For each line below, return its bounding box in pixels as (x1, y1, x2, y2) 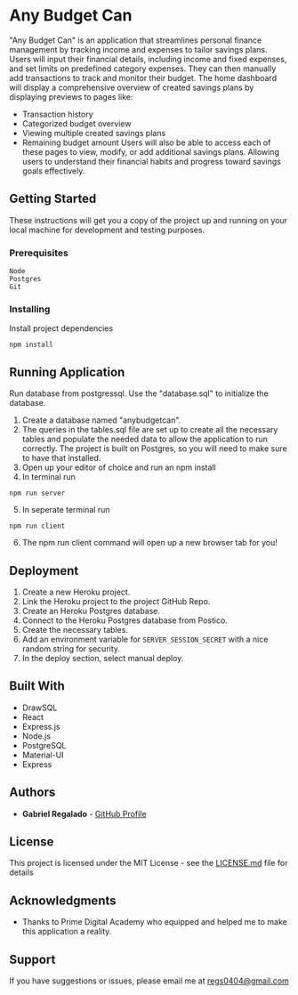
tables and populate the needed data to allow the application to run (21, 433, 269, 445)
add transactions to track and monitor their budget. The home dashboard (9, 72, 278, 83)
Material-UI (21, 749, 64, 760)
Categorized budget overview (21, 117, 132, 129)
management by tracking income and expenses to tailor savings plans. (9, 44, 269, 54)
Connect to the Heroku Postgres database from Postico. (21, 615, 229, 626)
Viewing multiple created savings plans (21, 127, 166, 138)
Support (9, 951, 56, 967)
